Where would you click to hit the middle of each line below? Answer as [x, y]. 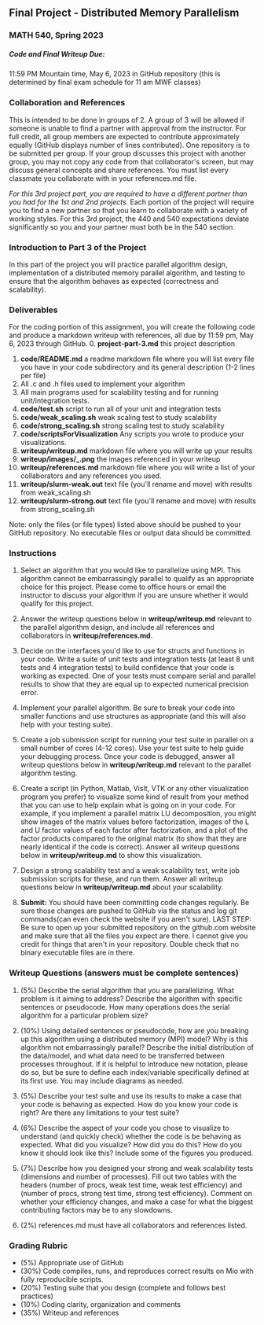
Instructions [33, 554]
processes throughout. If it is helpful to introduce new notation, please [134, 1064]
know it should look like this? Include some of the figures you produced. [137, 1153]
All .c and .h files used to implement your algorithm [103, 384]
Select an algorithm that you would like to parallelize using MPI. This [130, 570]
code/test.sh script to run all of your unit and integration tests [121, 409]
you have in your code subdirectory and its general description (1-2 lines [137, 367]
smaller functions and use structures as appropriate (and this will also [133, 716]
